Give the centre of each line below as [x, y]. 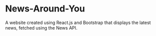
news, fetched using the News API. [41, 27]
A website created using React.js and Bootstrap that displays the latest [78, 22]
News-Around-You [45, 9]
